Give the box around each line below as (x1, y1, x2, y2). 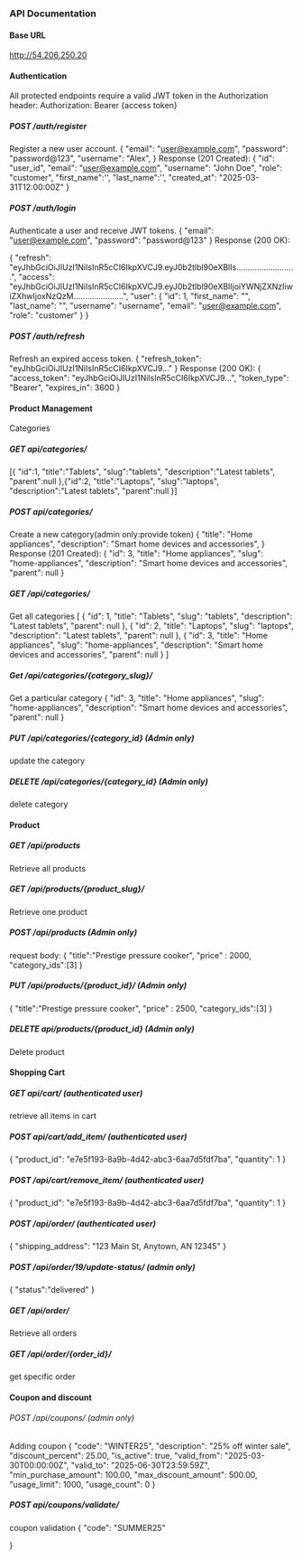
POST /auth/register (9, 120, 87, 131)
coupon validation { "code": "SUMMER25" (9, 1522, 166, 1533)
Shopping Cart (9, 1067, 66, 1078)
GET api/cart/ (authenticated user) (9, 1088, 143, 1098)
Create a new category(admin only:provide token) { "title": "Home (9, 529, 253, 540)
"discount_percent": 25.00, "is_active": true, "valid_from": (9, 1450, 223, 1461)
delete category (9, 798, 69, 810)
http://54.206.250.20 (9, 50, 87, 61)
